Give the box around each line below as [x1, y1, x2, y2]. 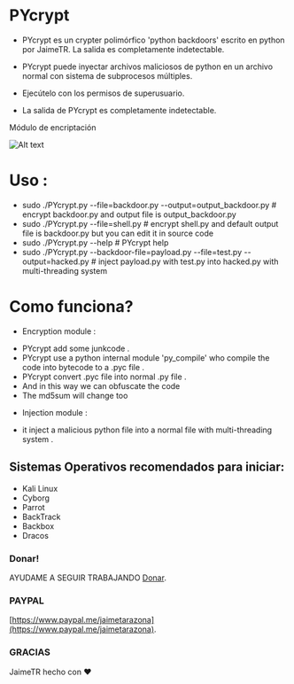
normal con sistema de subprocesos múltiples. [21, 70, 193, 81]
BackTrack [21, 511, 61, 522]
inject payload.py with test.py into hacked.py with [97, 256, 279, 267]
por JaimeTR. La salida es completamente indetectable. [21, 43, 225, 54]
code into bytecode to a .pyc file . [21, 361, 144, 372]
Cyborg [21, 493, 50, 503]
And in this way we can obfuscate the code [21, 380, 181, 391]
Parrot [21, 501, 46, 512]
